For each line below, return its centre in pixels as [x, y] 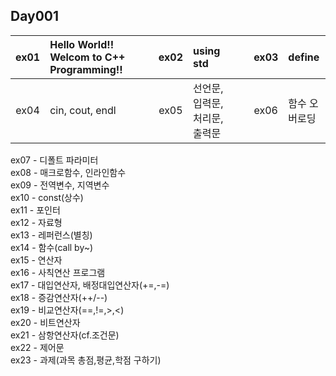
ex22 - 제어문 [37, 347]
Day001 [35, 16]
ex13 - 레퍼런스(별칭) [51, 235]
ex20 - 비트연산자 [45, 322]
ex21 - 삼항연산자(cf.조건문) [65, 335]
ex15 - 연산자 [36, 260]
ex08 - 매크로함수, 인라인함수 [68, 172]
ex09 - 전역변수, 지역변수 [60, 185]
